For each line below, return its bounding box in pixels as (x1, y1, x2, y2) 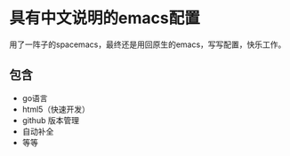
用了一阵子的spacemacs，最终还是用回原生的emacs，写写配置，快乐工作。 (9, 39, 286, 50)
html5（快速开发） (21, 104, 91, 114)
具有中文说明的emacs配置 (9, 8, 200, 28)
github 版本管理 (21, 114, 80, 125)
